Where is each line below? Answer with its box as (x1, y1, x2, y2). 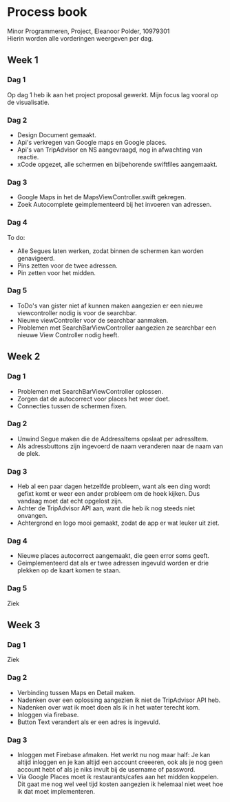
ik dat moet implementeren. (17, 787, 95, 795)
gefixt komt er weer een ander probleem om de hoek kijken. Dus (17, 490, 200, 498)
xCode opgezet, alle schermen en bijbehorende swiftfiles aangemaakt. (17, 160, 218, 168)
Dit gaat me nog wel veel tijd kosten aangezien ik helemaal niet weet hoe (17, 780, 224, 788)
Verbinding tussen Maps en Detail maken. (17, 688, 136, 696)
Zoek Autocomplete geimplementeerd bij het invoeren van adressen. (17, 201, 212, 209)
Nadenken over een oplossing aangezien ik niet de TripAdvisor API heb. (17, 696, 221, 704)
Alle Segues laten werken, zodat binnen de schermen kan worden (17, 246, 205, 255)
